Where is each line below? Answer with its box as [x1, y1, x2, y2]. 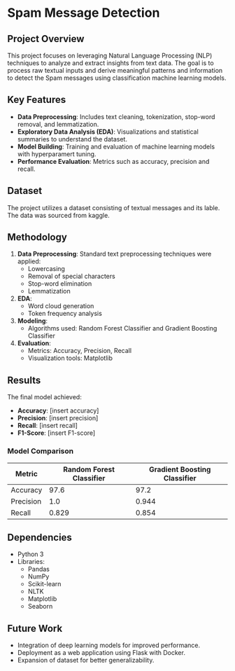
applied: [17, 257, 41, 265]
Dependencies [7, 531, 72, 544]
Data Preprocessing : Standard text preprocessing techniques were [17, 250, 212, 258]
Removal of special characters [27, 272, 115, 281]
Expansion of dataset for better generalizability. [17, 656, 155, 665]
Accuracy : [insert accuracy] [17, 406, 99, 415]
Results [7, 374, 41, 386]
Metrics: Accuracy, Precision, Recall [27, 347, 131, 355]
